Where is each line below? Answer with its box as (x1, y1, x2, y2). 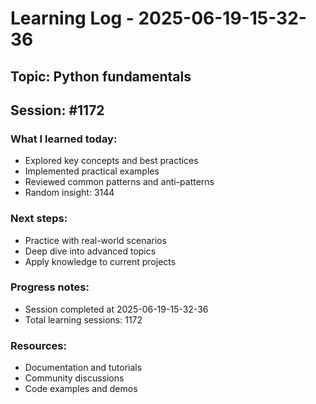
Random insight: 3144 (24, 187, 115, 199)
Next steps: (10, 212, 68, 226)
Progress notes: (10, 280, 90, 294)
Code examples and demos (24, 383, 138, 395)
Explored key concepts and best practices (24, 155, 199, 167)
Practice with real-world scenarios (24, 234, 167, 246)
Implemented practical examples (24, 165, 160, 177)
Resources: (10, 338, 67, 352)
